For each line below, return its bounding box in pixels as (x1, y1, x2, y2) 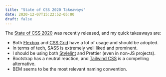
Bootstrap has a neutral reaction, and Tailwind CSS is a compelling (12, 56, 149, 62)
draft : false (5, 16, 32, 21)
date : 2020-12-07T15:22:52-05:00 (5, 12, 75, 17)
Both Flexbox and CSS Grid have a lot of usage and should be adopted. (12, 40, 159, 46)
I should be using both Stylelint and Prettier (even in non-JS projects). (12, 50, 156, 56)
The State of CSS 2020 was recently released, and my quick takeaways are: (5, 30, 162, 36)
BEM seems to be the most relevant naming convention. (12, 66, 127, 72)
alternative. (12, 61, 36, 67)
